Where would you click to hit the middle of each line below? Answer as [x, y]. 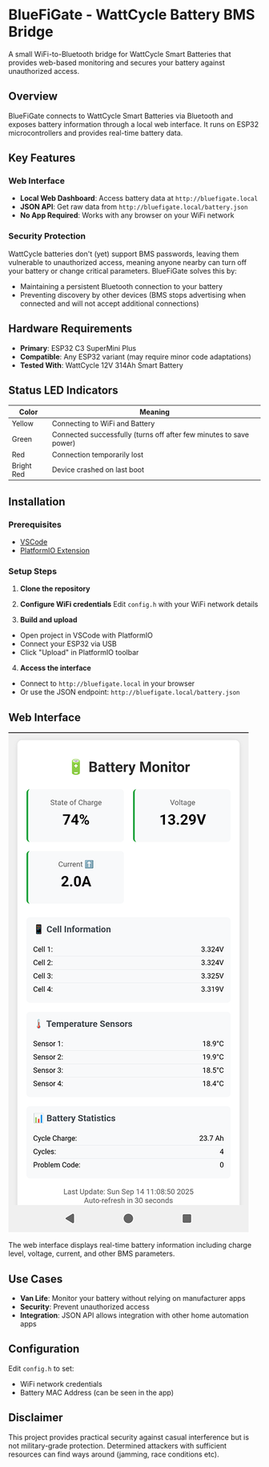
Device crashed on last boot [98, 470]
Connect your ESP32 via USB [68, 644]
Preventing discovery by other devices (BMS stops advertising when [133, 295]
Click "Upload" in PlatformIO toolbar [79, 653]
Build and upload [48, 620]
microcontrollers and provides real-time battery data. [96, 132]
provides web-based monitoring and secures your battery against [117, 63]
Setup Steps [33, 571]
